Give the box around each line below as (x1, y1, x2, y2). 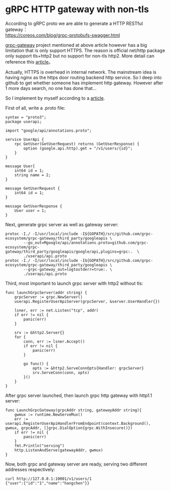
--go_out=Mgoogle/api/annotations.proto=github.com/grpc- (23, 240, 149, 245)
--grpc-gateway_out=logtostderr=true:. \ (23, 267, 113, 272)
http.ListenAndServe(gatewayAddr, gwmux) (14, 447, 103, 453)
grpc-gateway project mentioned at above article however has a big (5, 42, 147, 48)
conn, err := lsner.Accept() (23, 339, 85, 344)
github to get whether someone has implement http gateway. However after (5, 80, 163, 86)
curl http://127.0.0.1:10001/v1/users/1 (5, 476, 92, 481)
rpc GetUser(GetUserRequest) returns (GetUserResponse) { (14, 141, 140, 146)
